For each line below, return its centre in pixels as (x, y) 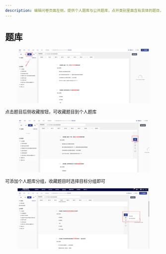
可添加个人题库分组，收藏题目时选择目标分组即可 (55, 181)
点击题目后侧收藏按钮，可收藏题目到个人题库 (51, 112)
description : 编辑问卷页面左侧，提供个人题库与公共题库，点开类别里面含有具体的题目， (84, 10)
